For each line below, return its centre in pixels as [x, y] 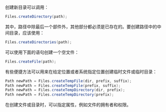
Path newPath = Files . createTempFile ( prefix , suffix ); [63, 85]
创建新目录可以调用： [27, 7]
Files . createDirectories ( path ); [38, 42]
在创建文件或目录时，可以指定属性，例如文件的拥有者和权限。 [68, 105]
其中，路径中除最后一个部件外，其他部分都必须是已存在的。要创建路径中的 [81, 27]
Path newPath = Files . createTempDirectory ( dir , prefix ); [65, 90]
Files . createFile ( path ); [31, 61]
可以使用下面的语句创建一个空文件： [42, 52]
